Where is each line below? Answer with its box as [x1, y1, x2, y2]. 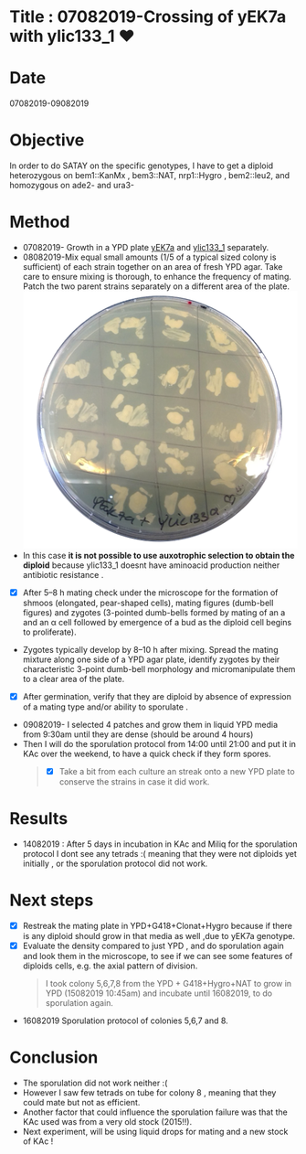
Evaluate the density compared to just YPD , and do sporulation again [22, 940, 285, 951]
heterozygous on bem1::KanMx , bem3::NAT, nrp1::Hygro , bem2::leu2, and [9, 170, 290, 181]
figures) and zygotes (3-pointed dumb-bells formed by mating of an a [22, 606, 286, 618]
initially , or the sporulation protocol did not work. [22, 858, 208, 869]
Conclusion [9, 1047, 99, 1068]
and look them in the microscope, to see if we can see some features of [22, 950, 293, 961]
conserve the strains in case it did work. [58, 775, 210, 787]
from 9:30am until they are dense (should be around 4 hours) [22, 729, 254, 740]
